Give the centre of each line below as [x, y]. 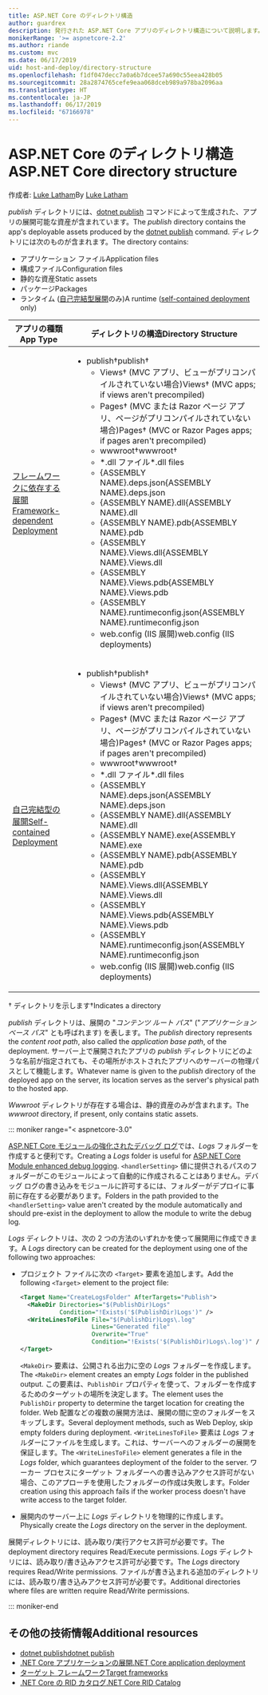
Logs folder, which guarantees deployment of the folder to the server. [134, 1462]
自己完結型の [37, 809]
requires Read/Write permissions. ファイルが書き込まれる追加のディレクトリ [134, 1571]
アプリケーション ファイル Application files [89, 258]
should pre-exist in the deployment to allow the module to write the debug [130, 1213]
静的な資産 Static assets [58, 278]
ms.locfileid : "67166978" [51, 113]
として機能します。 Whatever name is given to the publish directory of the [135, 1070]
